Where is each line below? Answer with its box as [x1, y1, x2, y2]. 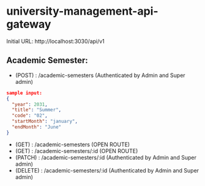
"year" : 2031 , [12, 101, 48, 108]
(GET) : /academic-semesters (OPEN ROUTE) [15, 141, 130, 148]
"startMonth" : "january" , [12, 118, 78, 125]
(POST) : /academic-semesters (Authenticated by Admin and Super [15, 72, 185, 79]
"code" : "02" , [12, 113, 48, 119]
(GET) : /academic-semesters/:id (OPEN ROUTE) [15, 147, 138, 154]
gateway [6, 17, 51, 31]
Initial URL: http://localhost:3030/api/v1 [6, 37, 105, 45]
